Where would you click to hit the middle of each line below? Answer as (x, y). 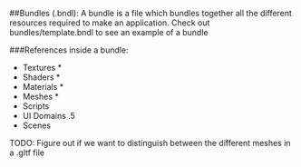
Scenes (37, 125)
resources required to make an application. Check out (110, 23)
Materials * (43, 87)
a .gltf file (27, 152)
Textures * (42, 68)
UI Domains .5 (49, 116)
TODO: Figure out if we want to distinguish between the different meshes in (150, 143)
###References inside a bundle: (69, 50)
